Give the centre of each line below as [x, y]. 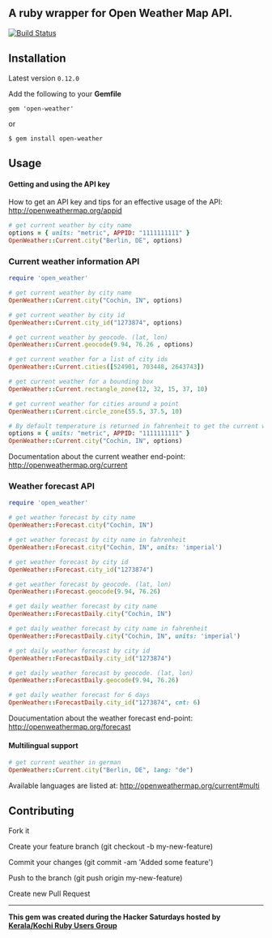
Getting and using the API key [59, 184]
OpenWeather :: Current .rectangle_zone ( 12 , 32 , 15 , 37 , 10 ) [108, 389]
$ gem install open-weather [56, 138]
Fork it [19, 830]
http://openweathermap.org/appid [66, 211]
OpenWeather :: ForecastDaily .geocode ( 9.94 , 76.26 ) [94, 681]
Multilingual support [43, 745]
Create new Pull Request [49, 893]
